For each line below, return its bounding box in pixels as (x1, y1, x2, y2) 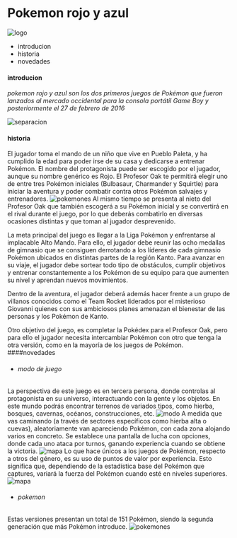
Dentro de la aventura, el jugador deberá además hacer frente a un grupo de (7, 290, 231, 298)
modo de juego (17, 364, 62, 373)
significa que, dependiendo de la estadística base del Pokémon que (7, 462, 205, 470)
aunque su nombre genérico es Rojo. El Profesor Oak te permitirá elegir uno (7, 172, 228, 181)
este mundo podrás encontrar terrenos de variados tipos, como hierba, (7, 402, 214, 410)
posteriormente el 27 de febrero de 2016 (7, 104, 125, 112)
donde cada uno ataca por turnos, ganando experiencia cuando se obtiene (7, 439, 226, 448)
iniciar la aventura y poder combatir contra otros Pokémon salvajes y (7, 187, 208, 196)
